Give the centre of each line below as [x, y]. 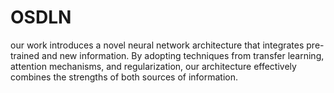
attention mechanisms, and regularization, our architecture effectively [153, 66]
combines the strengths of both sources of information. [124, 77]
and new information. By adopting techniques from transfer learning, [183, 55]
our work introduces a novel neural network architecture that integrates [157, 45]
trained [25, 55]
